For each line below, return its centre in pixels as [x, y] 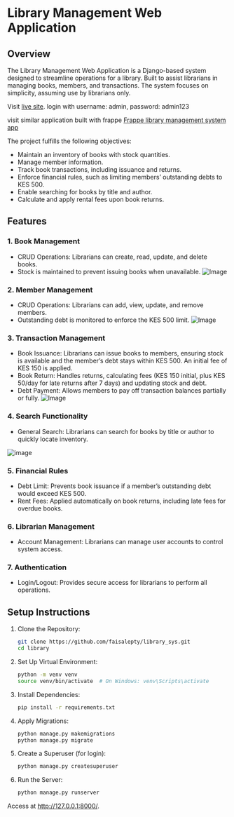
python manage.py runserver [58, 793]
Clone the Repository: [49, 629]
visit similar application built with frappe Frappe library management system [117, 120]
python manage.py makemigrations [66, 734]
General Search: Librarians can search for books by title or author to [116, 431]
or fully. [28, 398]
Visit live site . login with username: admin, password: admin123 [98, 106]
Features [27, 221]
